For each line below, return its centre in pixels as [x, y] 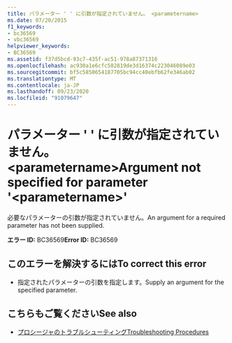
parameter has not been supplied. [56, 225]
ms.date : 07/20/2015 [37, 20]
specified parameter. [47, 290]
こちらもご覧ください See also [72, 314]
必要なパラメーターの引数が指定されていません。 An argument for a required [116, 217]
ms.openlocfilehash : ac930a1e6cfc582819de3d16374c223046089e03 [101, 66]
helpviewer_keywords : [39, 46]
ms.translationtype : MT [42, 79]
